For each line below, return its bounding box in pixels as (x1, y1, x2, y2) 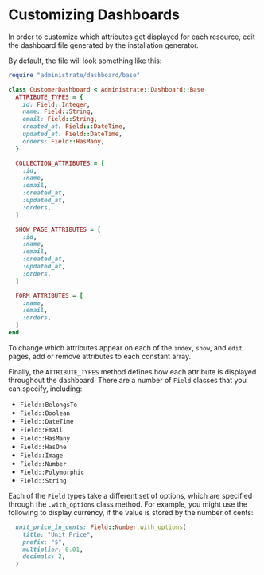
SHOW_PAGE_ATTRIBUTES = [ (15, 225, 102, 233)
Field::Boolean (19, 409, 71, 417)
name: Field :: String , (22, 108, 94, 116)
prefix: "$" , (22, 538, 66, 546)
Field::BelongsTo (19, 401, 78, 409)
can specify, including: (8, 384, 83, 393)
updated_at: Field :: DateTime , (22, 130, 123, 139)
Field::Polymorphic (19, 468, 85, 476)
